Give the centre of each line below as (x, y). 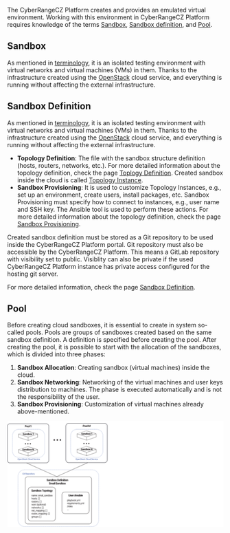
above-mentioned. (43, 411)
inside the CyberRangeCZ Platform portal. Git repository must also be (105, 244)
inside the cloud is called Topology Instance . (80, 180)
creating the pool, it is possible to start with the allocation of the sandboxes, (114, 347)
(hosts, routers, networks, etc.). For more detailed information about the (119, 165)
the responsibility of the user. (58, 397)
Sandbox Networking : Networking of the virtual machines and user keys (120, 382)
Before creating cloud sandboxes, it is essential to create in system (102, 325)
